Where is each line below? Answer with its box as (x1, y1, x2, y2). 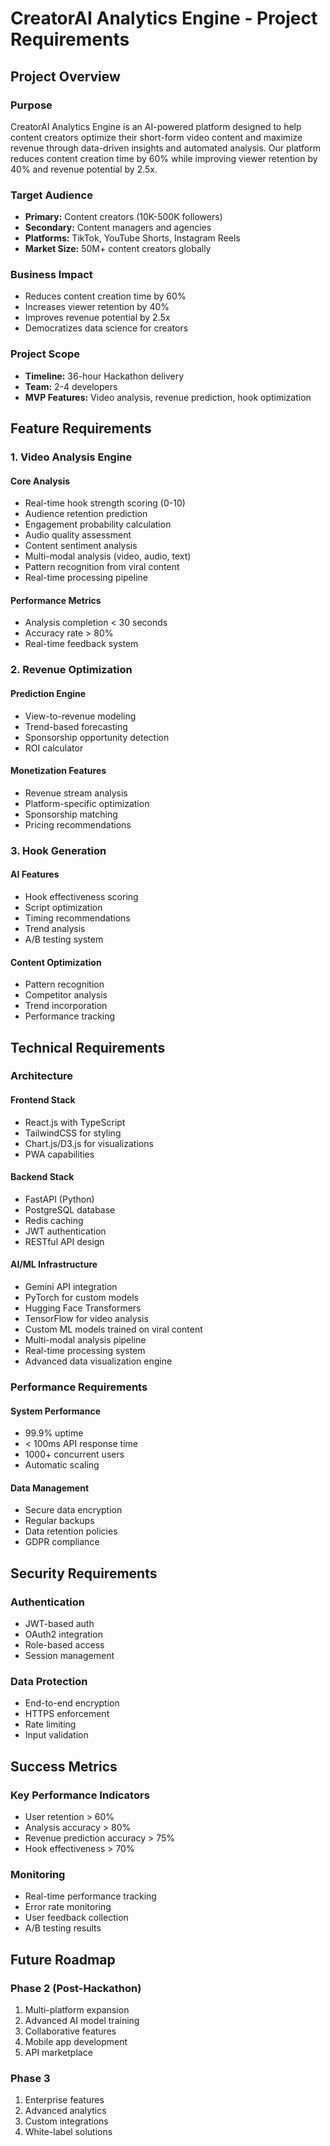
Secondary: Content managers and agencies (24, 222, 212, 234)
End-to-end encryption (24, 1697, 120, 1709)
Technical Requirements (10, 1039, 166, 1056)
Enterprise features (24, 2094, 105, 2106)
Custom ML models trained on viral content (24, 1323, 203, 1336)
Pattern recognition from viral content (24, 561, 180, 573)
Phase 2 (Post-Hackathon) (10, 1981, 142, 1995)
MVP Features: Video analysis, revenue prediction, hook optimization (24, 391, 312, 403)
